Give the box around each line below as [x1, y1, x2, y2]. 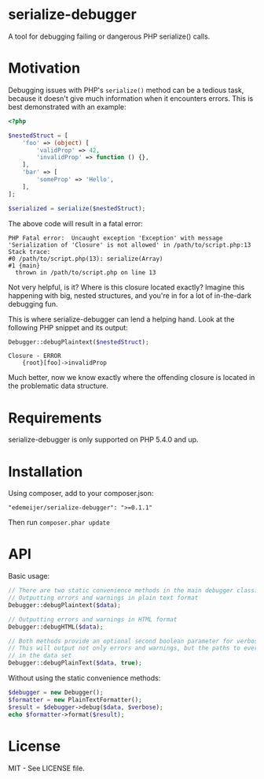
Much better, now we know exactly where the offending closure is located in [8, 373, 255, 382]
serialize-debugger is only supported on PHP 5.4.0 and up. [8, 435, 199, 445]
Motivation [8, 59, 81, 77]
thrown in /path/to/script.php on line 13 [15, 268, 156, 277]
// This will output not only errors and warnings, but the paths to [8, 644, 241, 652]
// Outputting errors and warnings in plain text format [8, 594, 199, 602]
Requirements [8, 408, 102, 427]
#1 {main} [8, 262, 41, 270]
